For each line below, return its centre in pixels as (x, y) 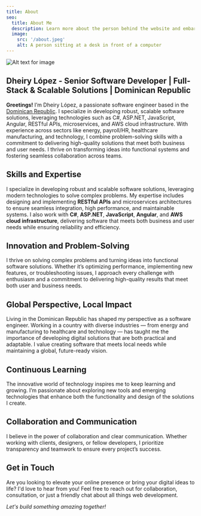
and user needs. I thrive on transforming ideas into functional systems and (98, 149)
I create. (16, 403)
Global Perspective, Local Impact (69, 304)
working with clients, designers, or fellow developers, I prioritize (85, 442)
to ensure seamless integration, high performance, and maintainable (90, 208)
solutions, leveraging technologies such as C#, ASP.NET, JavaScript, (91, 117)
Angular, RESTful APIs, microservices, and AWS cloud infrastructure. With (97, 124)
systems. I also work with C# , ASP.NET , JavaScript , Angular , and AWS (95, 214)
